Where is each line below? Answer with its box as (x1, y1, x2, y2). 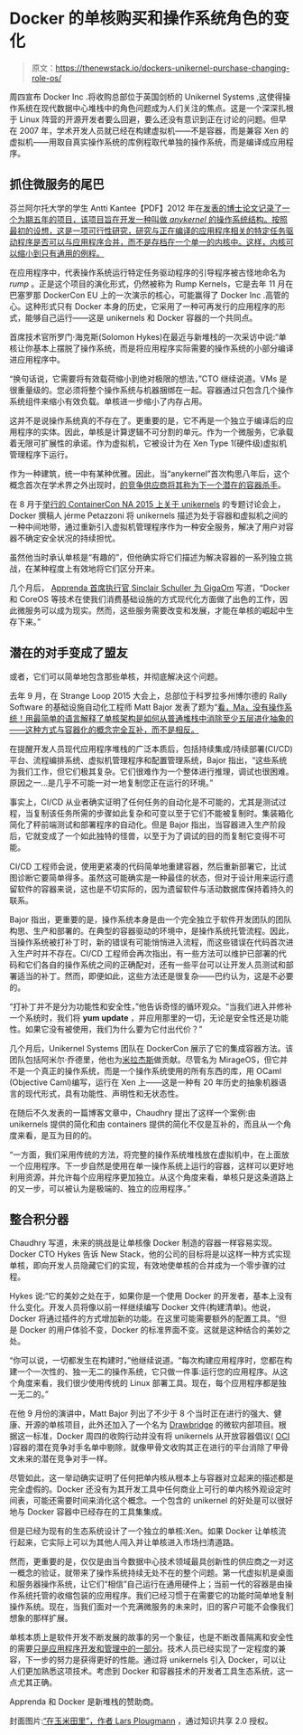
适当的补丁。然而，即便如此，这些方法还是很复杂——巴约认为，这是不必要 (16, 970, 294, 981)
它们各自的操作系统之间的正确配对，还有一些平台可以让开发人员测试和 (24, 959, 286, 970)
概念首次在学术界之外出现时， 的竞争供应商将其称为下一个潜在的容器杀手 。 (9, 479, 286, 490)
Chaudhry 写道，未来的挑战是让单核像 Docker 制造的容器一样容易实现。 (9, 1238, 277, 1249)
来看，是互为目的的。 (16, 1129, 96, 1140)
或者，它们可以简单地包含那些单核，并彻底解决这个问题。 (9, 671, 223, 682)
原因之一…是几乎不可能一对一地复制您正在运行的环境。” (9, 777, 214, 787)
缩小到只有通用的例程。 (16, 248, 105, 259)
